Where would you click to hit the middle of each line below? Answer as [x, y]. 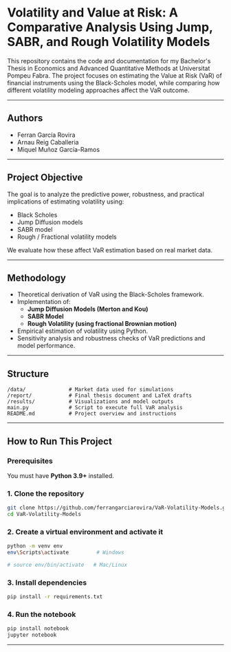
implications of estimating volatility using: [66, 202]
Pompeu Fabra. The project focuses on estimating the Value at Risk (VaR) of [114, 75]
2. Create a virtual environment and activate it [85, 532]
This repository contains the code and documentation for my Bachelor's [109, 61]
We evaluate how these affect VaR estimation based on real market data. [110, 250]
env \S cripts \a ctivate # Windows [66, 553]
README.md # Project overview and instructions [92, 414]
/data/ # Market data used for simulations [90, 390]
